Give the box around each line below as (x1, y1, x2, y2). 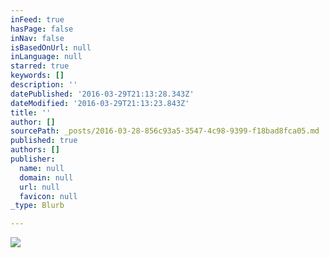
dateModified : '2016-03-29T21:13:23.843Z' (10, 98, 190, 108)
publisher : (10, 154, 56, 164)
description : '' (10, 80, 78, 90)
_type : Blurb (10, 201, 65, 211)
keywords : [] (10, 71, 65, 81)
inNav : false (10, 33, 65, 43)
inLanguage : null (10, 52, 83, 62)
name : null (19, 163, 65, 173)
